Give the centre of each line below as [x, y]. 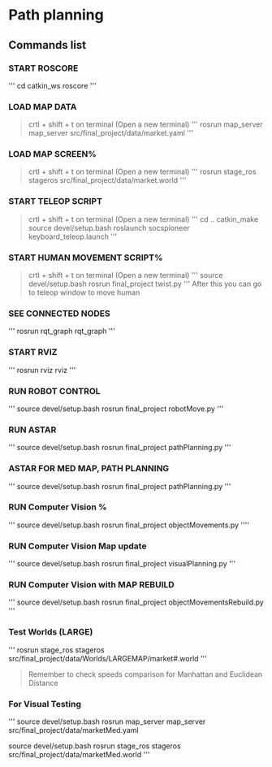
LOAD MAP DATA [43, 106]
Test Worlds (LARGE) [51, 632]
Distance [43, 682]
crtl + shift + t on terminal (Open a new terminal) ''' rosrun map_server [145, 124]
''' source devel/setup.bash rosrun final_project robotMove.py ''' [116, 409]
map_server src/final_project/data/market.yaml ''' [111, 133]
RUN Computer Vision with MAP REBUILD [91, 585]
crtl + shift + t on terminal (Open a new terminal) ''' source [125, 275]
